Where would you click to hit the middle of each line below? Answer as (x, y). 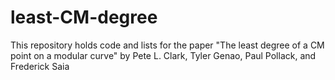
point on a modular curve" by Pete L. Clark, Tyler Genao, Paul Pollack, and (163, 55)
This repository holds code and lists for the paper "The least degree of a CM (167, 45)
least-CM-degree (84, 17)
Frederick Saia (40, 66)
